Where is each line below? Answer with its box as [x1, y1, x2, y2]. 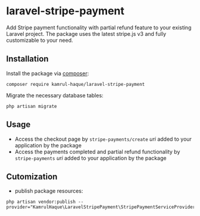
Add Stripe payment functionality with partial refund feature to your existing [6, 24, 192, 31]
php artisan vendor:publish [6, 199, 76, 205]
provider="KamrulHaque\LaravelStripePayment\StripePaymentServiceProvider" [6, 204, 198, 210]
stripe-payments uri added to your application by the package [14, 154, 167, 162]
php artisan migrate [6, 103, 58, 109]
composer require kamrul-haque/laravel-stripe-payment [6, 81, 145, 87]
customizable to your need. [6, 36, 73, 44]
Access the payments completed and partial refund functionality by [14, 148, 180, 155]
